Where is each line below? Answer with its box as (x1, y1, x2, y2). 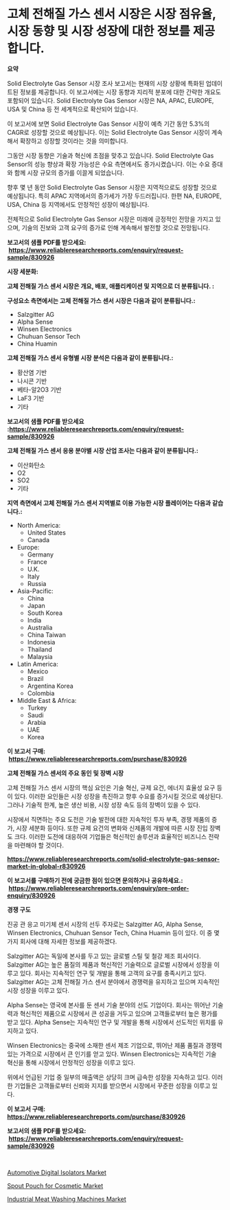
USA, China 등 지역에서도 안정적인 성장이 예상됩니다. (7, 200, 150, 208)
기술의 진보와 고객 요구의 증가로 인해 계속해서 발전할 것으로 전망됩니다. (21, 223, 211, 232)
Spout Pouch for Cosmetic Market (7, 1181, 104, 1189)
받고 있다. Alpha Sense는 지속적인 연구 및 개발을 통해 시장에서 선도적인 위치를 (7, 1018, 216, 1026)
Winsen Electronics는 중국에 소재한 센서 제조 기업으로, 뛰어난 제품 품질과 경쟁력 (7, 1041, 222, 1049)
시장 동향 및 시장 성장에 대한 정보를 (7, 23, 191, 39)
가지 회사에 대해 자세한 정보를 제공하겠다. (7, 937, 117, 945)
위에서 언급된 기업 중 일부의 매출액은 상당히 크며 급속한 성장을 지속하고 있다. (7, 1073, 211, 1081)
